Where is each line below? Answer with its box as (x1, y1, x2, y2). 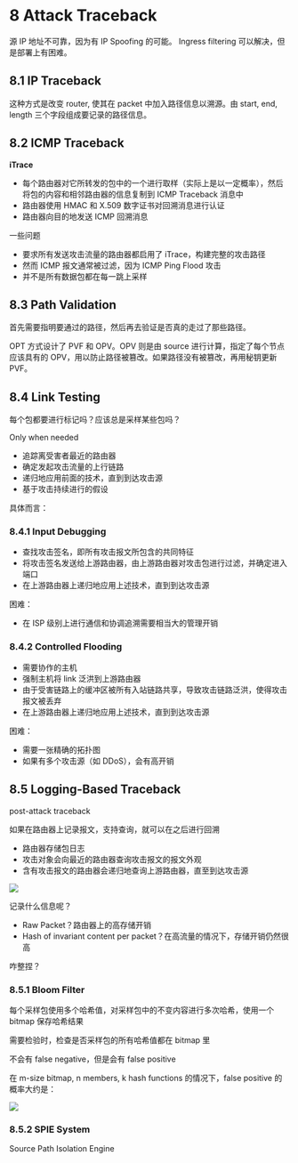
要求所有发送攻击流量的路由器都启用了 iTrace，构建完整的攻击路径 (21, 248, 266, 259)
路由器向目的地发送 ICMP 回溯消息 (21, 211, 149, 222)
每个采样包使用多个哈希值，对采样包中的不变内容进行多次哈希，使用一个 (9, 1005, 274, 1015)
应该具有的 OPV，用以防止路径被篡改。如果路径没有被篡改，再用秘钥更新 (9, 352, 278, 363)
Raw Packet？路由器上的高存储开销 (21, 919, 151, 930)
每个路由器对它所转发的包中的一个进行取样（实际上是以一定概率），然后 (21, 177, 284, 188)
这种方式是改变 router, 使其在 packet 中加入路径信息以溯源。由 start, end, (9, 98, 278, 109)
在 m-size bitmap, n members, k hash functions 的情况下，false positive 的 (9, 1072, 283, 1083)
